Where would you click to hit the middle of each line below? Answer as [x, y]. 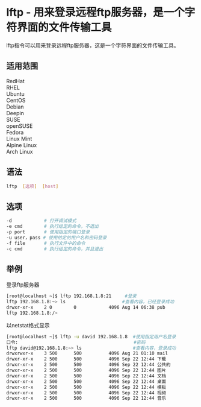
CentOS [16, 100]
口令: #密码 [76, 342]
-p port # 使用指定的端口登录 [48, 232]
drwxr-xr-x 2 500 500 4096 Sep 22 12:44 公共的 [88, 365]
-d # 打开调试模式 [41, 221]
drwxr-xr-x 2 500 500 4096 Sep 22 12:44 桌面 [86, 381]
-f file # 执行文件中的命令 [46, 243]
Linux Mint [19, 139]
